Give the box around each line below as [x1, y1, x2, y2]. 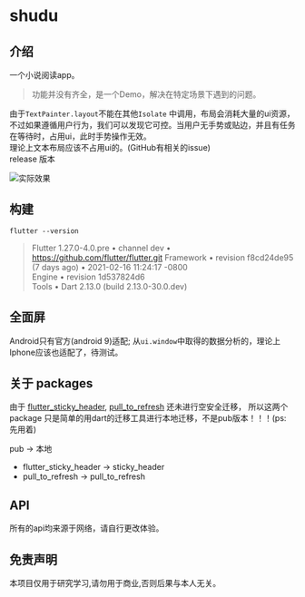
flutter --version [9, 226, 79, 236]
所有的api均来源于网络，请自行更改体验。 [9, 523, 164, 533]
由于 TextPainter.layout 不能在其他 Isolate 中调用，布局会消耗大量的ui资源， [9, 108, 295, 119]
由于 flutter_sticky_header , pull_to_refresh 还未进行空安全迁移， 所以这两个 [9, 401, 289, 413]
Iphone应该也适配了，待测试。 [9, 347, 123, 357]
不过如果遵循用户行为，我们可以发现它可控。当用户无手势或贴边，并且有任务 [9, 120, 296, 130]
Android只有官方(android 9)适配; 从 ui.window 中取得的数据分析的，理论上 [9, 335, 281, 346]
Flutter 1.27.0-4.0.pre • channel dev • [31, 242, 172, 253]
